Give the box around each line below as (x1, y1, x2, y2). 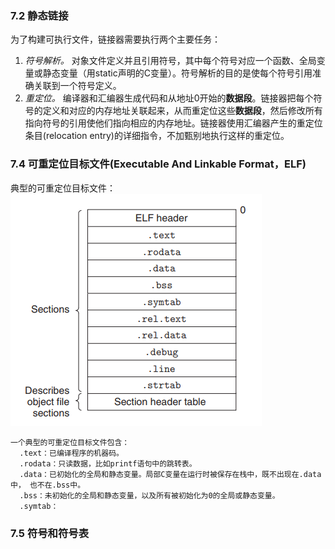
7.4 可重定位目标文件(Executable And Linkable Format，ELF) (10, 157, 307, 171)
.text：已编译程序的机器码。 (19, 448, 124, 458)
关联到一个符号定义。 (33, 80, 122, 92)
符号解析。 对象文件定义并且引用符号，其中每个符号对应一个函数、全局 (24, 55, 317, 67)
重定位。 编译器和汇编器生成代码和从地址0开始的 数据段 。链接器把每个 (24, 92, 314, 104)
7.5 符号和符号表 (10, 526, 90, 540)
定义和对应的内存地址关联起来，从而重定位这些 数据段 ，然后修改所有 (42, 105, 323, 117)
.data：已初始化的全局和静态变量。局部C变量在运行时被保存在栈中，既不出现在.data (19, 469, 322, 479)
